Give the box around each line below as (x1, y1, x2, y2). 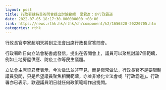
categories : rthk (5, 26, 41, 31)
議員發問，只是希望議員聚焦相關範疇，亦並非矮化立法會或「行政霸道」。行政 (5, 73, 160, 79)
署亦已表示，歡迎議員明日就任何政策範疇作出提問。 (5, 80, 110, 86)
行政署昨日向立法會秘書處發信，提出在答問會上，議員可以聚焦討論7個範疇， (5, 50, 160, 56)
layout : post (5, 7, 32, 12)
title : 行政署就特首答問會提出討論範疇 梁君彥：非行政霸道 (5, 12, 113, 17)
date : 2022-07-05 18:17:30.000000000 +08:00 (5, 16, 99, 21)
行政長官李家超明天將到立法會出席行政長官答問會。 (5, 40, 110, 46)
